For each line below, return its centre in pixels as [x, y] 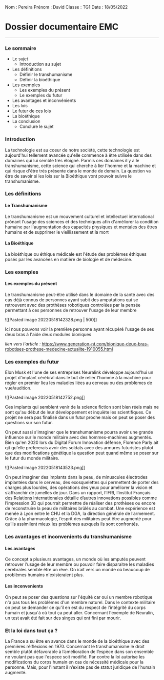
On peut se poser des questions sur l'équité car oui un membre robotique [79, 597]
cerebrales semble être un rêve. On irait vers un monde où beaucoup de [78, 570]
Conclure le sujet [36, 126]
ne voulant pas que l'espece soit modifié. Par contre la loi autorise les [75, 656]
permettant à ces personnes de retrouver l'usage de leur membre [71, 310]
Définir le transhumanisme [46, 74]
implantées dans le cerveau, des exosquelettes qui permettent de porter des [82, 483]
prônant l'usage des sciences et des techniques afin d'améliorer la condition [82, 221]
